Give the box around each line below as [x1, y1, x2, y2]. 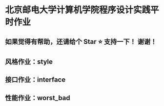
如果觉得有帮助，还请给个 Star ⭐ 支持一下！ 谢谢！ [5, 37, 157, 46]
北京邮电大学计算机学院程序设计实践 [5, 4, 151, 16]
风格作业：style [5, 57, 53, 66]
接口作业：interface [5, 76, 66, 84]
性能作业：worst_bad [5, 93, 71, 102]
